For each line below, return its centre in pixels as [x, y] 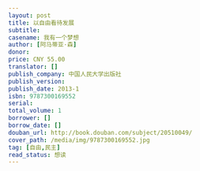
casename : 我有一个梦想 [43, 37]
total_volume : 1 [35, 111]
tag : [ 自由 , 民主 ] [34, 147]
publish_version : [37, 81]
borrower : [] [30, 118]
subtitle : [25, 30]
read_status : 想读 [37, 154]
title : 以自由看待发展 [42, 23]
